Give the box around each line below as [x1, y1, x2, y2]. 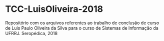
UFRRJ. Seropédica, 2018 [5, 30, 58, 36]
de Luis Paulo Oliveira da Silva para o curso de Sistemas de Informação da [5, 25, 158, 31]
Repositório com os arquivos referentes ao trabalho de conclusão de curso [5, 20, 159, 26]
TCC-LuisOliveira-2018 [5, 3, 103, 15]
